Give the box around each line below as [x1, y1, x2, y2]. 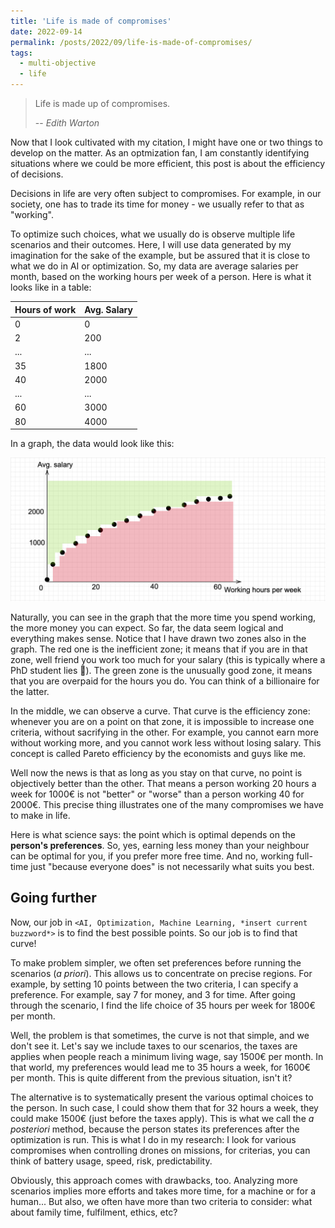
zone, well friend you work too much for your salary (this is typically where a [10, 653, 326, 665]
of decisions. [10, 168, 64, 180]
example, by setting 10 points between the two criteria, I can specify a [10, 978, 299, 990]
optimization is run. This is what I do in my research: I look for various [10, 1133, 297, 1145]
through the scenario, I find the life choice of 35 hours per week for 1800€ [10, 999, 316, 1011]
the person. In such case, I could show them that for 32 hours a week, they [10, 1101, 319, 1114]
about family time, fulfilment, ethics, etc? [10, 1206, 178, 1218]
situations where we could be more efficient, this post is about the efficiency [10, 158, 326, 169]
